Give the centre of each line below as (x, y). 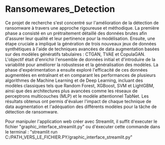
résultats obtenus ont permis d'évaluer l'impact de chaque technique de (78, 101)
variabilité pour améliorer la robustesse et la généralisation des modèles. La (82, 65)
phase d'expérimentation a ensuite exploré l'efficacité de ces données (76, 70)
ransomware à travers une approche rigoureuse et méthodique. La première (82, 28)
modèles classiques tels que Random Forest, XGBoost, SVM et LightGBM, (80, 85)
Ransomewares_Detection (60, 9)
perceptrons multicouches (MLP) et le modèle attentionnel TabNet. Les (77, 96)
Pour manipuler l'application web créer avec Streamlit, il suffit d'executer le (81, 121)
